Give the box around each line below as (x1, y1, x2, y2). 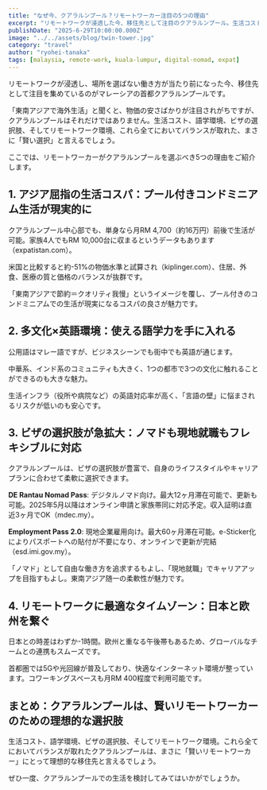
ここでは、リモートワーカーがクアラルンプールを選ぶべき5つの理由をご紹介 (8, 152, 256, 161)
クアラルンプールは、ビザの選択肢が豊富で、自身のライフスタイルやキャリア (8, 463, 258, 473)
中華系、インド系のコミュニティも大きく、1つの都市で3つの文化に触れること (8, 363, 259, 374)
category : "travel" (8, 41, 73, 49)
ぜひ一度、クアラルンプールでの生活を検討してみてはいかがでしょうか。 (8, 773, 245, 783)
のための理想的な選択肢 (8, 714, 123, 727)
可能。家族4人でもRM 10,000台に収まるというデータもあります (8, 235, 215, 245)
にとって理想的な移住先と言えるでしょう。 (21, 756, 161, 765)
